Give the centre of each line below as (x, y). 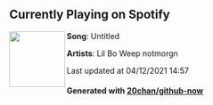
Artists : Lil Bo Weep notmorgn (122, 53)
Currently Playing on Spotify (90, 15)
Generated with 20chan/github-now (135, 91)
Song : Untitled (93, 36)
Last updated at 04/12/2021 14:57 (128, 70)
